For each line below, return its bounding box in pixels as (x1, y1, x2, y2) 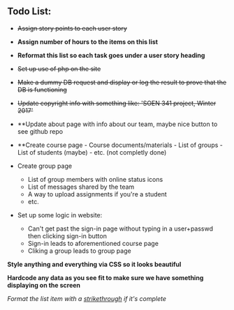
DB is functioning (17, 85, 68, 93)
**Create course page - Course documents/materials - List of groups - (17, 141, 224, 149)
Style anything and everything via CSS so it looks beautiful (7, 260, 182, 268)
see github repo (17, 127, 64, 135)
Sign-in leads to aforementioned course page (27, 239, 159, 247)
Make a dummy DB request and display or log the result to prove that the (17, 78, 227, 86)
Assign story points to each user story (17, 24, 128, 32)
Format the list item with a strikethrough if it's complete (7, 294, 166, 302)
